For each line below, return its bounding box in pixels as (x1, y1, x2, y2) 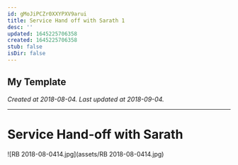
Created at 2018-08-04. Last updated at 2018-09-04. (7, 95, 164, 103)
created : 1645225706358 (7, 37, 78, 44)
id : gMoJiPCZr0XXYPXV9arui (7, 10, 87, 18)
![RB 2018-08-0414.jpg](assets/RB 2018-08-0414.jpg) (7, 149, 164, 158)
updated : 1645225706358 (7, 30, 78, 38)
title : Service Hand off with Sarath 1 (7, 17, 125, 24)
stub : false (7, 43, 42, 50)
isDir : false (7, 50, 46, 57)
